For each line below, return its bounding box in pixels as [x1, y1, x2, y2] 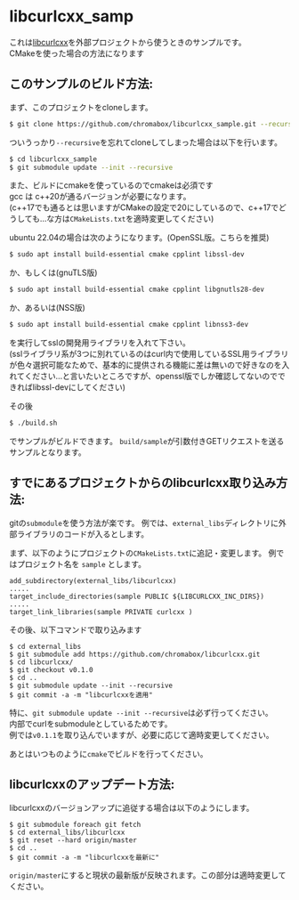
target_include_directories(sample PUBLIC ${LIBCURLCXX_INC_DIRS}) [9, 592, 265, 601]
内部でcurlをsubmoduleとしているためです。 [9, 718, 173, 729]
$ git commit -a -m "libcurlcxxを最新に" [9, 853, 160, 862]
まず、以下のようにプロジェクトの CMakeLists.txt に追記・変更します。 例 [9, 547, 277, 558]
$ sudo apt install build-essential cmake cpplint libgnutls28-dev [9, 285, 265, 295]
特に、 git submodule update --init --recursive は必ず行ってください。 [9, 707, 273, 718]
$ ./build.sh [9, 418, 58, 427]
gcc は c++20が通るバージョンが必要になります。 [9, 191, 191, 202]
